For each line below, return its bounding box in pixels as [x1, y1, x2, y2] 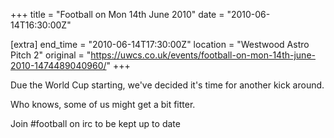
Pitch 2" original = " [10, 49, 92, 61]
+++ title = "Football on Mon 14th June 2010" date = [10, 9, 225, 20]
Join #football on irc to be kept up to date [10, 118, 181, 129]
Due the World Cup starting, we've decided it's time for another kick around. [10, 79, 325, 91]
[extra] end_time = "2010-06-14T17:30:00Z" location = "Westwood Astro [10, 39, 310, 50]
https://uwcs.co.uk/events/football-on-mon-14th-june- [90, 49, 316, 61]
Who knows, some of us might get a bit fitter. [10, 99, 196, 110]
